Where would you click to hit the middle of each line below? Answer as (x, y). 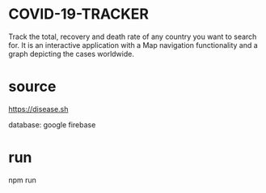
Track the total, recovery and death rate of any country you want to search (133, 36)
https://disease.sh (38, 109)
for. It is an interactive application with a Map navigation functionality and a (133, 45)
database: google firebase (52, 124)
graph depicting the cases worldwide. (72, 54)
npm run (22, 180)
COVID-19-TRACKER (79, 14)
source (32, 87)
